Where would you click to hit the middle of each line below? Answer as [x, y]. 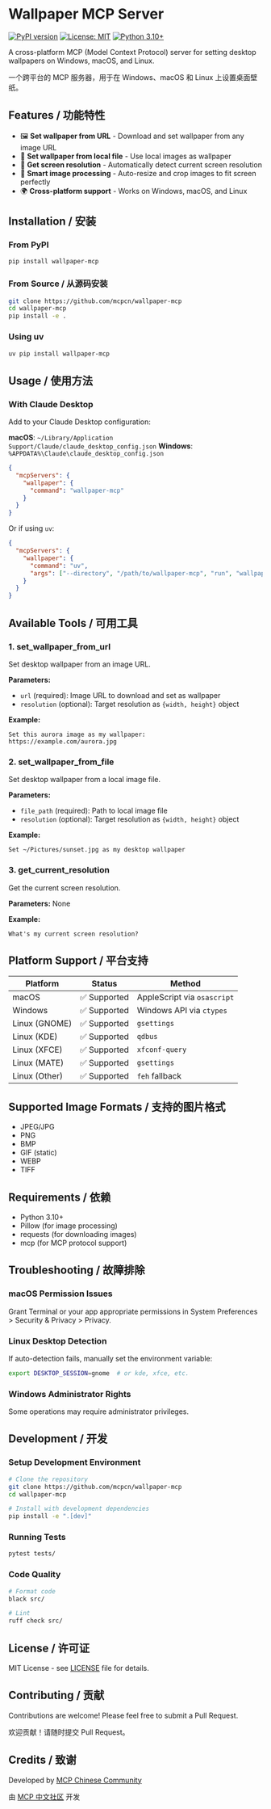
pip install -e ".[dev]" [50, 1517]
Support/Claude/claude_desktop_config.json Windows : [101, 446]
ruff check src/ [35, 1621]
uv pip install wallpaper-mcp [59, 353]
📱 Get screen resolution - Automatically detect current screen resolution [141, 164]
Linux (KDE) [35, 1037]
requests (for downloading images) [78, 1234]
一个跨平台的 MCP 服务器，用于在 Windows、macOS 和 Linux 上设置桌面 [129, 77]
